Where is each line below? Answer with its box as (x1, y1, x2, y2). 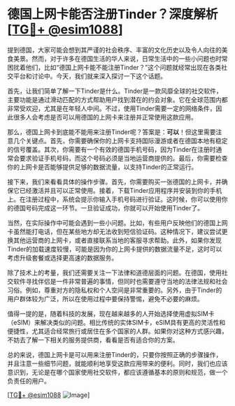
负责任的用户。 (7, 377, 50, 385)
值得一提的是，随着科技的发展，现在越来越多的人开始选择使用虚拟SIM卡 (7, 309, 215, 318)
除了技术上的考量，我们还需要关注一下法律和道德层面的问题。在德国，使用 (7, 268, 222, 277)
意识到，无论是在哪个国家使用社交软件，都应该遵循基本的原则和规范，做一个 (7, 368, 228, 376)
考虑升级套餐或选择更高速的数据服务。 (7, 253, 117, 262)
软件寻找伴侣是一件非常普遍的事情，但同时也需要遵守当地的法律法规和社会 (13, 277, 228, 285)
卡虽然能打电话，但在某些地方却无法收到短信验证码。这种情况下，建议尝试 (7, 227, 222, 235)
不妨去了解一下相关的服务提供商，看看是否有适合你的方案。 (7, 335, 179, 344)
